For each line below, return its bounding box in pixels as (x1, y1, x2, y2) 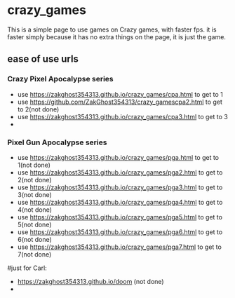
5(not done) (17, 220, 52, 229)
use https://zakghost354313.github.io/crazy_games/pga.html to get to (17, 153, 220, 161)
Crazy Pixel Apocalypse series (7, 74, 114, 84)
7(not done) (17, 250, 52, 258)
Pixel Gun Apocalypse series (7, 137, 107, 147)
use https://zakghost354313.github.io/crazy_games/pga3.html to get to (17, 183, 223, 191)
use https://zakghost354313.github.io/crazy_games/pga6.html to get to (17, 227, 223, 236)
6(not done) (17, 235, 53, 243)
